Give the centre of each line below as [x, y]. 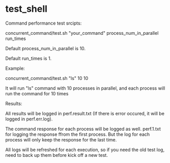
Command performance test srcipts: [44, 23]
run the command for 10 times [37, 93]
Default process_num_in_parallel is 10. [46, 48]
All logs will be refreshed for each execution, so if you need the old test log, [85, 150]
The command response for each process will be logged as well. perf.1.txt [83, 129]
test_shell [26, 9]
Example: [15, 68]
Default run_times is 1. [28, 58]
